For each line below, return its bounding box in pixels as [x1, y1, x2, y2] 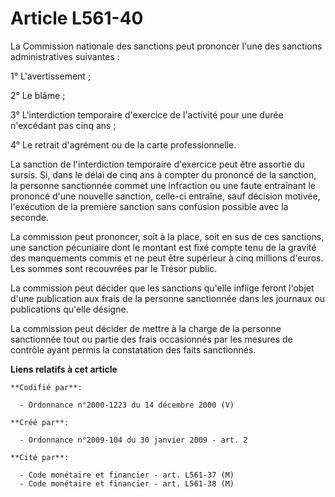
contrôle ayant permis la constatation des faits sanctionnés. [10, 343, 257, 356]
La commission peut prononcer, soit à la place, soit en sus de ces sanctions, [10, 230, 325, 242]
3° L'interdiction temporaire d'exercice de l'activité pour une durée [10, 108, 284, 121]
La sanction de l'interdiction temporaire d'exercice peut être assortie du [10, 158, 305, 170]
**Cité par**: [10, 452, 70, 462]
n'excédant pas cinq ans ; [10, 119, 117, 131]
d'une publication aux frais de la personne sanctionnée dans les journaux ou [10, 292, 326, 304]
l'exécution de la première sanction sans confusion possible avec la [10, 200, 289, 212]
